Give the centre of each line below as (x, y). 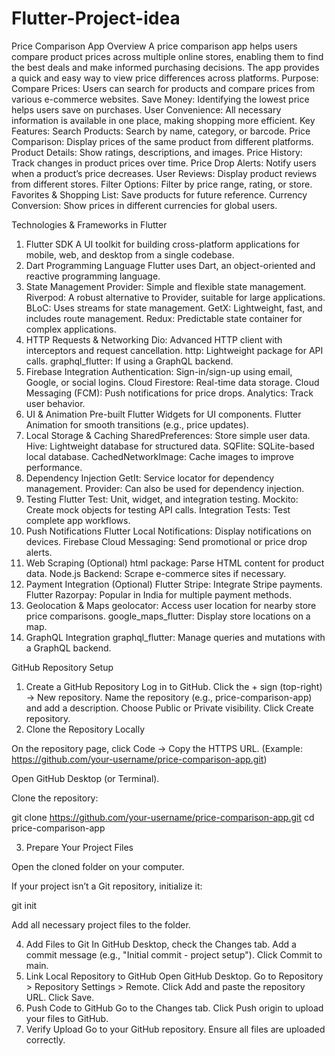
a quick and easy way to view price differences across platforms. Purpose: (165, 78)
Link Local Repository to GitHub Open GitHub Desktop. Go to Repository (174, 976)
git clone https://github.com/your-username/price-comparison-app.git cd (163, 817)
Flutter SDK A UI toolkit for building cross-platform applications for (162, 244)
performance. (54, 467)
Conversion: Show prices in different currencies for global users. (144, 205)
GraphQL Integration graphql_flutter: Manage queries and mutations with (175, 637)
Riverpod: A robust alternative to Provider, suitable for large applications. (175, 297)
